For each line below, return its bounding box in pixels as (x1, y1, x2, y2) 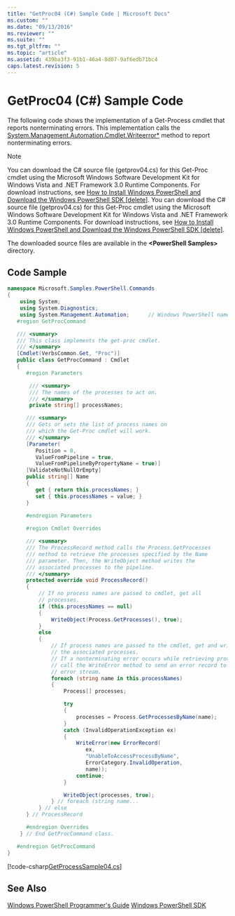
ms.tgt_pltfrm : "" (7, 43, 61, 50)
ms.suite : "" (7, 36, 45, 44)
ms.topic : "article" (7, 50, 68, 57)
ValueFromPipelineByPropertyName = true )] (35, 460, 161, 467)
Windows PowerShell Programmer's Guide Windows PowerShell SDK (7, 901, 206, 910)
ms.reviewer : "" (7, 29, 55, 37)
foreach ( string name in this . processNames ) (51, 675, 183, 682)
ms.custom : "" (7, 17, 49, 24)
